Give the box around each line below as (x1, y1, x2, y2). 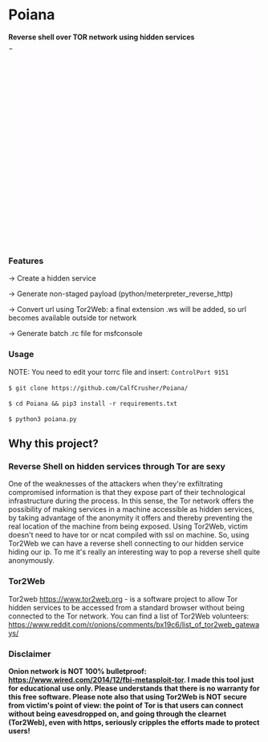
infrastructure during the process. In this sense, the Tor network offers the (8, 496, 254, 506)
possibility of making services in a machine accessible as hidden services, (8, 505, 254, 514)
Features (8, 255, 44, 266)
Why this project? (8, 437, 99, 450)
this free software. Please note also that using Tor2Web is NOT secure (8, 691, 247, 701)
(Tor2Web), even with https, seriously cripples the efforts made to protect (8, 717, 260, 727)
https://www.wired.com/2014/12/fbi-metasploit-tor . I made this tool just (8, 675, 254, 684)
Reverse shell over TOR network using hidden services (8, 32, 195, 42)
